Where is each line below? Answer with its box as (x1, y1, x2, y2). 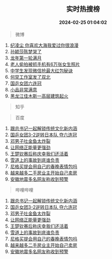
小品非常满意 (10, 86, 37, 92)
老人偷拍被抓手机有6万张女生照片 (10, 61, 80, 67)
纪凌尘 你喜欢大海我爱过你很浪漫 (10, 42, 79, 48)
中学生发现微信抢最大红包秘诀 (10, 68, 73, 74)
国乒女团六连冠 (10, 80, 42, 86)
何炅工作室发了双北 (10, 74, 51, 80)
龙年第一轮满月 (10, 55, 42, 61)
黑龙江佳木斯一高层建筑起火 (10, 93, 69, 99)
